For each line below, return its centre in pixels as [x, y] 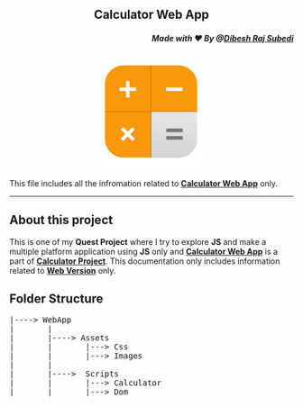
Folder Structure [56, 298]
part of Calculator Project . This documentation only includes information [145, 261]
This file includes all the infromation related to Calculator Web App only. [143, 183]
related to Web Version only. [63, 270]
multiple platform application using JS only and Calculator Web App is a [143, 251]
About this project [61, 220]
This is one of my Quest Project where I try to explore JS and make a [138, 241]
